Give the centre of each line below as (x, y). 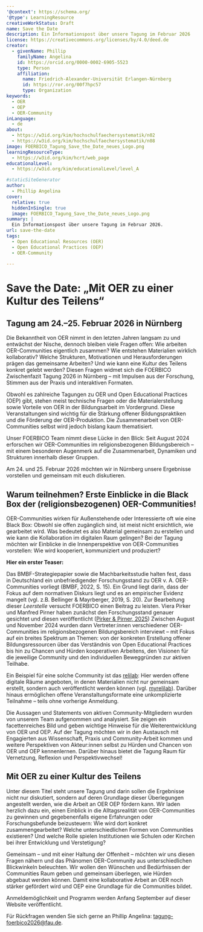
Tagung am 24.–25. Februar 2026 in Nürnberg (94, 323)
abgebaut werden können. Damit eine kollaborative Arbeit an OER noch (95, 879)
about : (14, 130)
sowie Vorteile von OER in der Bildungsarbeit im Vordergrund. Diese (91, 407)
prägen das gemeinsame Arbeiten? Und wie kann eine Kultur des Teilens (97, 363)
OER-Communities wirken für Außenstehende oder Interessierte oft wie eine (101, 519)
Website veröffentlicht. (34, 904)
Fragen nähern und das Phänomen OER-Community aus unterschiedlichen (99, 860)
